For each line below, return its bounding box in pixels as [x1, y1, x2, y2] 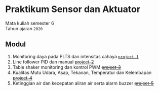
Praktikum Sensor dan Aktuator [5, 4, 141, 15]
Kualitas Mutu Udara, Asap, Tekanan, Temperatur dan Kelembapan [12, 69, 152, 75]
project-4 [12, 74, 33, 81]
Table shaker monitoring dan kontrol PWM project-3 [12, 64, 121, 70]
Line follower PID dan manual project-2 [12, 59, 94, 65]
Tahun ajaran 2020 [5, 25, 43, 31]
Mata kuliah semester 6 [5, 20, 54, 26]
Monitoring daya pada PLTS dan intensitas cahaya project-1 [12, 53, 139, 59]
